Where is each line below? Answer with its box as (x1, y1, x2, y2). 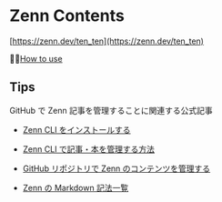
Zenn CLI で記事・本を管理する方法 (22, 143, 156, 155)
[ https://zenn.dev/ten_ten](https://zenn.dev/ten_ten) (9, 35, 205, 46)
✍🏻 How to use (9, 53, 63, 64)
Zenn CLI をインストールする (22, 124, 131, 135)
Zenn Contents (9, 5, 125, 26)
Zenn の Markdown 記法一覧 (22, 182, 129, 193)
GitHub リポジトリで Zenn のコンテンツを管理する (22, 163, 211, 174)
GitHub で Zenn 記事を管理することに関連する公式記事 (9, 105, 213, 116)
